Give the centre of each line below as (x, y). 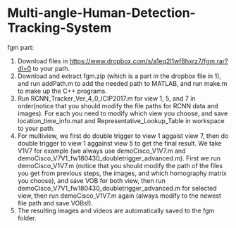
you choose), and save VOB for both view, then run (91, 180)
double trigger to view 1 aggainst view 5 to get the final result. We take (119, 143)
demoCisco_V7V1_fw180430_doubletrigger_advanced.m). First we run (119, 158)
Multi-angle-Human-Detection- (101, 13)
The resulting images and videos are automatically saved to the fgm (116, 210)
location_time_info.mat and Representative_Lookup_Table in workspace (121, 120)
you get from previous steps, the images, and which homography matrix (122, 173)
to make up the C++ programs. (62, 91)
